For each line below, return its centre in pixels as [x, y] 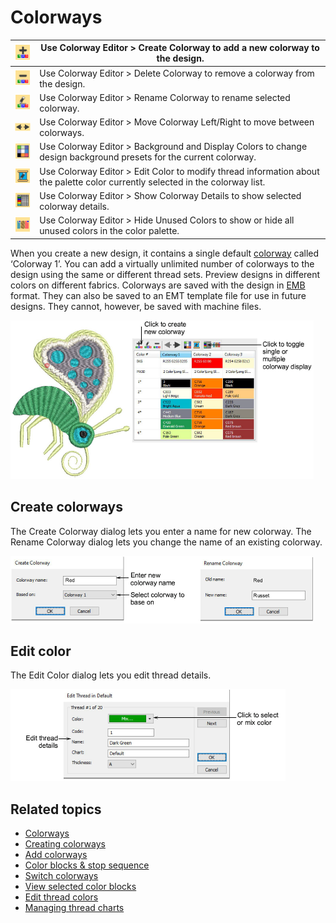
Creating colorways [65, 844]
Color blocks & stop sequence [87, 865]
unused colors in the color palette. [109, 231]
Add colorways [56, 855]
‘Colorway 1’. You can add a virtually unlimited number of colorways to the [162, 263]
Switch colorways [61, 876]
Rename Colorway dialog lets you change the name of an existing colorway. [166, 542]
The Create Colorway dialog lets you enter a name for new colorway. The [161, 531]
